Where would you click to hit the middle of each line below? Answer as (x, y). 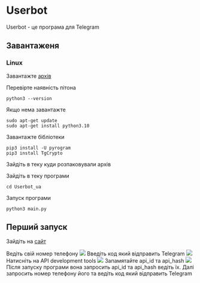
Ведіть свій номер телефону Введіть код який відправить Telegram (96, 254)
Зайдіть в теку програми (38, 176)
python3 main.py (26, 209)
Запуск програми (28, 197)
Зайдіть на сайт (26, 241)
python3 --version (29, 98)
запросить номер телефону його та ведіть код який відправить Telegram (99, 273)
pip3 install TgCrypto (34, 153)
